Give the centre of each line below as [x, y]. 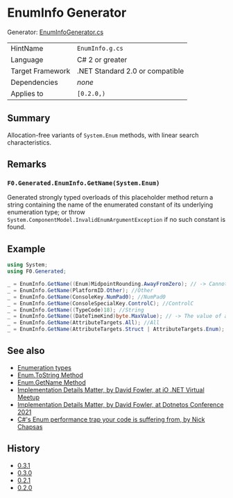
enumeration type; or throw [46, 212]
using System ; [28, 265]
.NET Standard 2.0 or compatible [131, 71]
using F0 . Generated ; [37, 272]
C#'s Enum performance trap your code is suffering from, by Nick [111, 419]
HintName [27, 48]
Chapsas [30, 426]
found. [17, 227]
